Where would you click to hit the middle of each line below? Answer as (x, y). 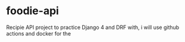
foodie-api (33, 11)
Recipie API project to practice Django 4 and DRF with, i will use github (93, 27)
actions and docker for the (39, 33)
